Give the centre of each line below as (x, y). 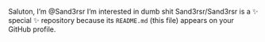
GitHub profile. (32, 29)
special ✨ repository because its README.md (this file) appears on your (121, 20)
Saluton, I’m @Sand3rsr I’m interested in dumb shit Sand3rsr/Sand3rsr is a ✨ (133, 11)
